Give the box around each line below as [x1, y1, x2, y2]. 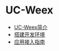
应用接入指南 [13, 38, 45, 45]
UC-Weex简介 [13, 23, 48, 30]
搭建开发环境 [13, 30, 45, 38]
